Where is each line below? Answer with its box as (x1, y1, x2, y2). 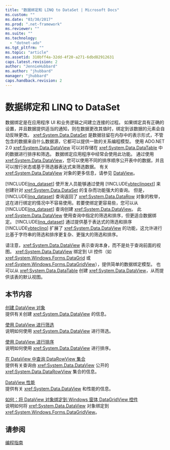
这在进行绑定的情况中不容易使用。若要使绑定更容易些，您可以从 (5, 200, 138, 206)
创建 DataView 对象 (5, 305, 46, 311)
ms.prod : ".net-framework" (5, 21, 62, 27)
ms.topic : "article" (5, 50, 49, 55)
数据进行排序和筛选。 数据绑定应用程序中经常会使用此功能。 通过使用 (9, 151, 154, 157)
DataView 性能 (5, 379, 35, 385)
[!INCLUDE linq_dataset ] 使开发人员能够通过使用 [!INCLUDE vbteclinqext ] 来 (5, 180, 161, 186)
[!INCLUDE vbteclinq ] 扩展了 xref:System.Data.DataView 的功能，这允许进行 (5, 225, 163, 231)
